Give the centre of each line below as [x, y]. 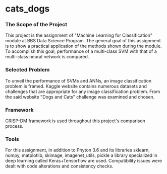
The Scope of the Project [36, 25]
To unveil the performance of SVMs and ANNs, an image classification [78, 80]
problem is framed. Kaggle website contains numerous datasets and [76, 86]
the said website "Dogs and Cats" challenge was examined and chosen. [80, 97]
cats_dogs [27, 9]
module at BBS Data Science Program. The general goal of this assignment [83, 41]
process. [14, 126]
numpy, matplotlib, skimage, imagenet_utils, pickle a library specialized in [81, 155]
